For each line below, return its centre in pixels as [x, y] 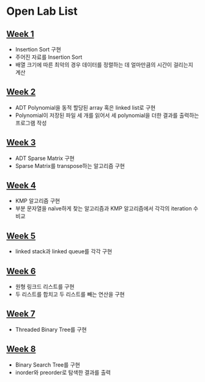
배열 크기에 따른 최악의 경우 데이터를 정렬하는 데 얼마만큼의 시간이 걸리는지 [104, 65]
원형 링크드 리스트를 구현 [45, 287]
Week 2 [21, 92]
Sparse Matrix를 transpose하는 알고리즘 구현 [70, 166]
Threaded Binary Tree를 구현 [51, 329]
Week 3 [21, 143]
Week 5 [21, 236]
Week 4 [21, 185]
